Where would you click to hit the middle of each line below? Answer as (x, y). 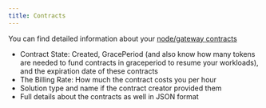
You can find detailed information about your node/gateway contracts (123, 38)
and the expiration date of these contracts (89, 71)
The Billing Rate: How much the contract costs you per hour (118, 79)
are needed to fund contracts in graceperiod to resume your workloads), (139, 62)
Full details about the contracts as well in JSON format (109, 96)
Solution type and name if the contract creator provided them (121, 88)
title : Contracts (37, 16)
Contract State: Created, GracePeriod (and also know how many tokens (137, 54)
